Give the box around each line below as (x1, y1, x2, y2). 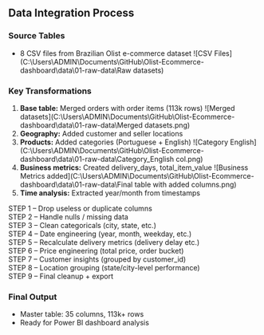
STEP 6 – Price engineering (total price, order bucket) (8, 246, 184, 255)
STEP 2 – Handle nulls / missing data (8, 211, 129, 222)
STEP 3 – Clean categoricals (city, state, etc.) (8, 220, 157, 230)
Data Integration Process (8, 6, 135, 20)
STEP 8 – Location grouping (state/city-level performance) (8, 262, 201, 272)
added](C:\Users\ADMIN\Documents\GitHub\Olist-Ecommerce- (46, 171, 254, 180)
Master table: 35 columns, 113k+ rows (19, 309, 144, 319)
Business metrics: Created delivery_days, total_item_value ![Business (19, 163, 249, 172)
